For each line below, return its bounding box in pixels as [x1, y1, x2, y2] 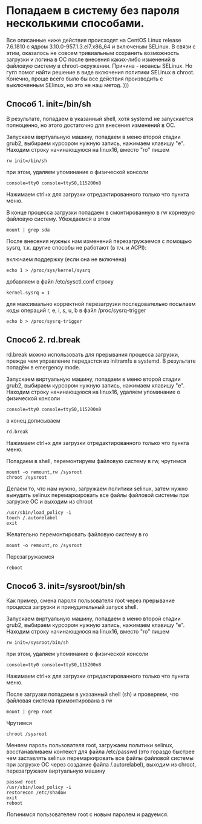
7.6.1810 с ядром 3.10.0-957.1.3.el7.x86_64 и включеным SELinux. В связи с [6, 43, 196, 50]
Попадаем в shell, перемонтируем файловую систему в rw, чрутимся [6, 457, 186, 464]
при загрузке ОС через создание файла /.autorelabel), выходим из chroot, [6, 761, 197, 768]
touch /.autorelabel [6, 514, 59, 521]
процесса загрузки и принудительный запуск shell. [6, 603, 138, 611]
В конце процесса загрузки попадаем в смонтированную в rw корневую [6, 209, 195, 216]
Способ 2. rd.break [6, 335, 80, 345]
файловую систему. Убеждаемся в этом [6, 215, 111, 222]
